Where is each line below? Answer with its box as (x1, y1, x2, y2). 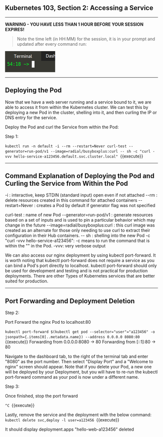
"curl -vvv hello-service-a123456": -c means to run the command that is (5, 238, 150, 244)
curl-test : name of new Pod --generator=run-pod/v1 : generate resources (5, 212, 153, 218)
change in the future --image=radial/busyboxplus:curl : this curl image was (5, 222, 155, 228)
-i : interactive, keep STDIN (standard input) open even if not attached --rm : (5, 192, 158, 198)
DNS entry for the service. (5, 114, 57, 121)
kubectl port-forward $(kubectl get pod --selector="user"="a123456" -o (5, 330, 155, 334)
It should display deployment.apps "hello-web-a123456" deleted (5, 426, 134, 432)
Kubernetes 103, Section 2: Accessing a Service (5, 4, 154, 12)
